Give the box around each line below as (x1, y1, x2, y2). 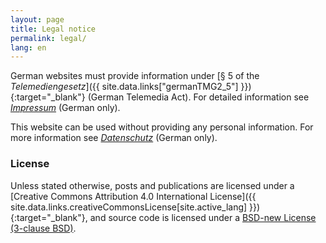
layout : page (10, 14, 65, 25)
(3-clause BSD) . (10, 222, 77, 234)
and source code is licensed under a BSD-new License (89, 211, 317, 223)
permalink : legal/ (10, 33, 87, 43)
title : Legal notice (10, 24, 97, 34)
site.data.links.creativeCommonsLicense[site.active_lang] (10, 201, 248, 213)
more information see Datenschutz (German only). (10, 132, 218, 144)
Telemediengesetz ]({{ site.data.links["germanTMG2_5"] (10, 81, 239, 93)
